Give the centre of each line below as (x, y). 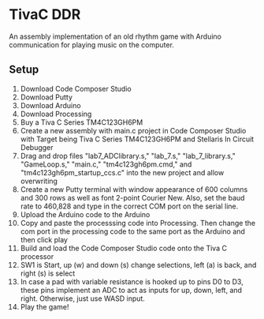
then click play (44, 239)
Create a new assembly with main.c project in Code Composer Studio (133, 130)
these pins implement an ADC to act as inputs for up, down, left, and (131, 290)
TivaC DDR (45, 15)
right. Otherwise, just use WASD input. (82, 298)
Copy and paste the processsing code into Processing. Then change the (138, 223)
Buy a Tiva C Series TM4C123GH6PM (82, 122)
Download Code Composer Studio (76, 88)
